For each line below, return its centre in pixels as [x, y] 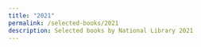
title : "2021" [32, 16]
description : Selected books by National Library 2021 [101, 30]
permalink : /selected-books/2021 [64, 23]
